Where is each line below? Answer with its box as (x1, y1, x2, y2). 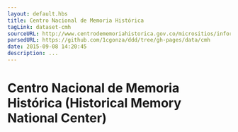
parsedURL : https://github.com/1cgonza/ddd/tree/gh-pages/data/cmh (7, 37, 211, 44)
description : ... (7, 50, 59, 57)
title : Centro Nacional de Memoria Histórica (7, 17, 144, 24)
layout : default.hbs (7, 10, 69, 18)
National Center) (7, 110, 107, 126)
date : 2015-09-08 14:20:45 (7, 43, 87, 50)
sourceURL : (7, 30, 40, 37)
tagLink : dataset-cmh (7, 23, 72, 30)
